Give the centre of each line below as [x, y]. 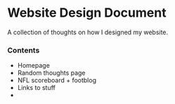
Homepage [34, 66]
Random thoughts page [51, 73]
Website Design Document [87, 13]
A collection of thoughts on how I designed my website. [88, 32]
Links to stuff [37, 88]
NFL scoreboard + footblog [57, 80]
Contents [24, 50]
